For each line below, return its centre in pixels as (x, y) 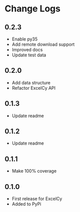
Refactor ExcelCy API (34, 88)
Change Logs (33, 9)
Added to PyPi (27, 204)
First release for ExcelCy (37, 199)
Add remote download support (43, 44)
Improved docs (27, 50)
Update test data (29, 55)
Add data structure (31, 82)
